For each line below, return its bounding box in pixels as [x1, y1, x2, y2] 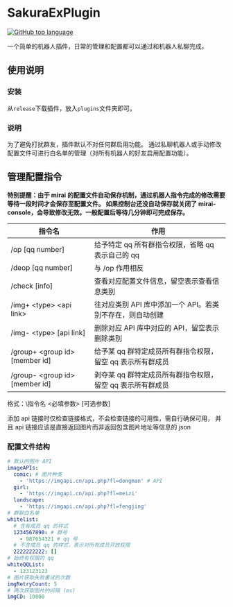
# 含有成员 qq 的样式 [13, 522, 69, 529]
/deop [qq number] [10, 262, 74, 272]
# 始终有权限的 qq [7, 555, 54, 562]
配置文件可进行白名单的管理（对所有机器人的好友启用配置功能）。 [7, 148, 193, 157]
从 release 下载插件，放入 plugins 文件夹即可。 [7, 104, 137, 112]
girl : [13, 484, 30, 490]
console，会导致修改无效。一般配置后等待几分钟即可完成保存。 [7, 208, 189, 216]
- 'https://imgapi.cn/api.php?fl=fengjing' [19, 503, 148, 511]
